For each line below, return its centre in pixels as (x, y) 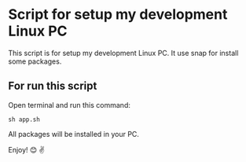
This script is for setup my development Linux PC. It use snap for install (123, 53)
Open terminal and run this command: (70, 105)
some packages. (35, 61)
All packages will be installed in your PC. (74, 134)
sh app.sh (24, 120)
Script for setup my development (118, 15)
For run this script (53, 86)
